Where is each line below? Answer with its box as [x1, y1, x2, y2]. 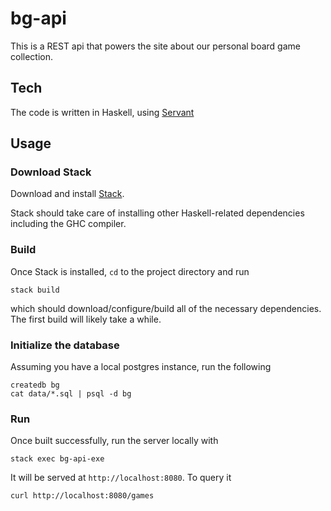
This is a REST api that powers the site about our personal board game [10, 40, 301, 52]
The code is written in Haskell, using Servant [10, 106, 195, 118]
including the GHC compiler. [10, 218, 127, 230]
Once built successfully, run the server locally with [10, 435, 219, 447]
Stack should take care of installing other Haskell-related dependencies [10, 207, 305, 219]
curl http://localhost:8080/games [10, 491, 155, 501]
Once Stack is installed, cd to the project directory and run [10, 265, 250, 277]
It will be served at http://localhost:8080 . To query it [10, 472, 232, 484]
